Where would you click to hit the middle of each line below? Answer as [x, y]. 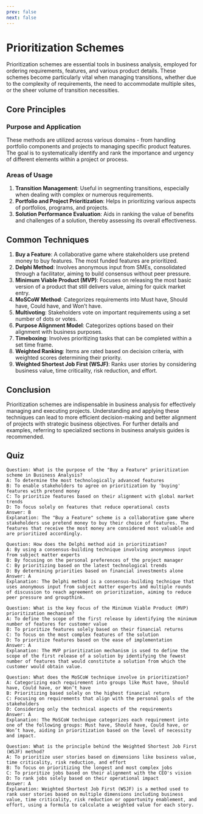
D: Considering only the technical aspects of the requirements [89, 709]
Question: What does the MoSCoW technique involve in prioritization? [98, 677]
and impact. [21, 736]
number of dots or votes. [46, 319]
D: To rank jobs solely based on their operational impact [83, 778]
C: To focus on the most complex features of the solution [83, 635]
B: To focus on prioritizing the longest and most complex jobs [89, 767]
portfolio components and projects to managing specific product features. [99, 147]
